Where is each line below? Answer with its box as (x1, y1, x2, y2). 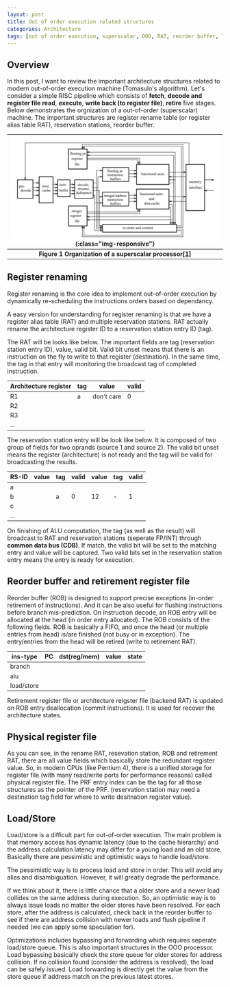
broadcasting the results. (7, 457, 78, 465)
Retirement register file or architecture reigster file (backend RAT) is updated (7, 697, 223, 705)
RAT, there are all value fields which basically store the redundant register (7, 756, 215, 765)
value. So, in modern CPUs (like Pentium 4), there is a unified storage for (7, 764, 212, 772)
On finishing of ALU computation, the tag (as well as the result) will (7, 526, 196, 535)
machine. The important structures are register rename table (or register (7, 114, 211, 122)
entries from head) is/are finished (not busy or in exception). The (7, 630, 190, 638)
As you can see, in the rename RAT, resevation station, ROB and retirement (7, 749, 218, 758)
